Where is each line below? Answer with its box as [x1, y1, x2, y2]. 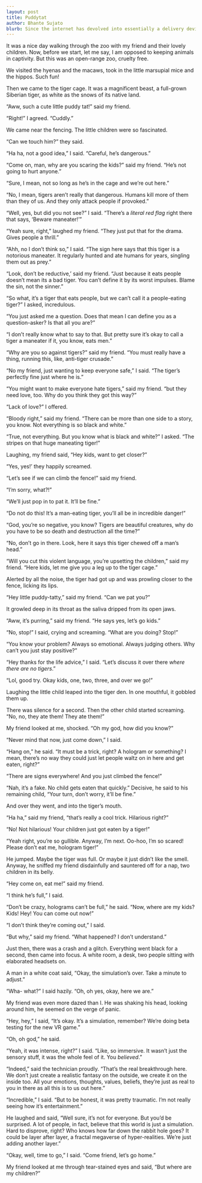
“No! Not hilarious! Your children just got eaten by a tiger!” [6, 826, 150, 833]
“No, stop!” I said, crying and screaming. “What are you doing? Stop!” [6, 629, 179, 636]
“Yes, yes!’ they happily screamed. [6, 463, 92, 470]
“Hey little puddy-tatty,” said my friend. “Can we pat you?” [6, 594, 150, 601]
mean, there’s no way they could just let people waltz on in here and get [6, 754, 185, 762]
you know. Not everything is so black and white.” [6, 421, 127, 429]
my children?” [6, 1170, 41, 1177]
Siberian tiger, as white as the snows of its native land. [6, 91, 141, 98]
